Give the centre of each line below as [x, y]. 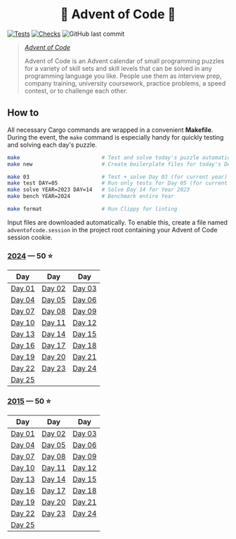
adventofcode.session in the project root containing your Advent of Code [112, 229]
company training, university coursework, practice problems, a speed [125, 83]
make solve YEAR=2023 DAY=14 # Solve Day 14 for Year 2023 [99, 190]
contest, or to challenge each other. [76, 91]
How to [23, 113]
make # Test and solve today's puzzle [103, 157]
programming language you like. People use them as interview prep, [123, 76]
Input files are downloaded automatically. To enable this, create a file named [118, 222]
